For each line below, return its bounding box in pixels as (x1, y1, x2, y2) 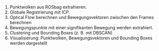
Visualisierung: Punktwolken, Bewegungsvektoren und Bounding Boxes (9, 35, 153, 41)
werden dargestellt (9, 40, 48, 46)
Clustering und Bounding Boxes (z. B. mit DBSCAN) (9, 30, 113, 35)
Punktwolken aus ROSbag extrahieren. (9, 4, 87, 10)
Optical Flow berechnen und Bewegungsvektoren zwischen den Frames (9, 15, 154, 20)
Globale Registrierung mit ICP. (9, 9, 70, 15)
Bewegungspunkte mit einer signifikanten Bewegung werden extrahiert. (9, 25, 154, 31)
